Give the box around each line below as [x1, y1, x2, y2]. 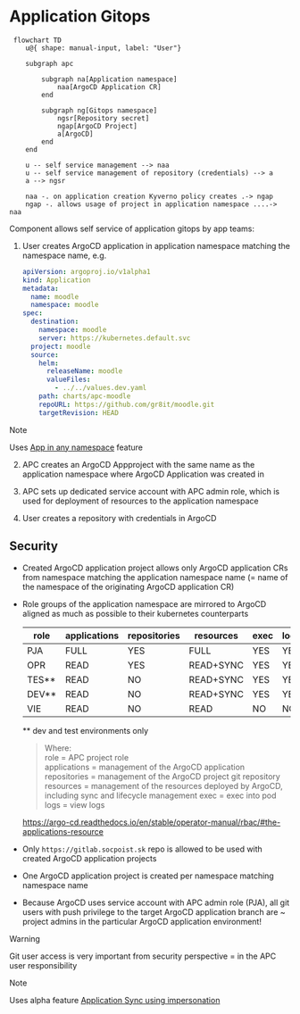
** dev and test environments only [21, 725, 149, 736]
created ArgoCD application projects [21, 852, 157, 863]
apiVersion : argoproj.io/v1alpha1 [21, 267, 151, 276]
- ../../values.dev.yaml [54, 384, 147, 393]
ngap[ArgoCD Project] [56, 121, 138, 130]
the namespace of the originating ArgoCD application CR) [21, 581, 235, 592]
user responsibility [9, 960, 78, 970]
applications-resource [21, 826, 104, 836]
